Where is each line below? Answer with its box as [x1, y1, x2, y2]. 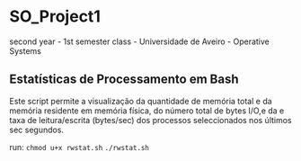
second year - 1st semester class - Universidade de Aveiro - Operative [9, 36, 270, 47]
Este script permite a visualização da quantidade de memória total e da [9, 95, 272, 106]
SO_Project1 [9, 6, 102, 27]
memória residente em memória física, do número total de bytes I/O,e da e [9, 105, 285, 116]
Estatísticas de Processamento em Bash [9, 72, 239, 87]
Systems [9, 45, 42, 56]
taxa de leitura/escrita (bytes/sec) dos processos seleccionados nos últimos [9, 114, 292, 125]
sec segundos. [9, 124, 65, 135]
